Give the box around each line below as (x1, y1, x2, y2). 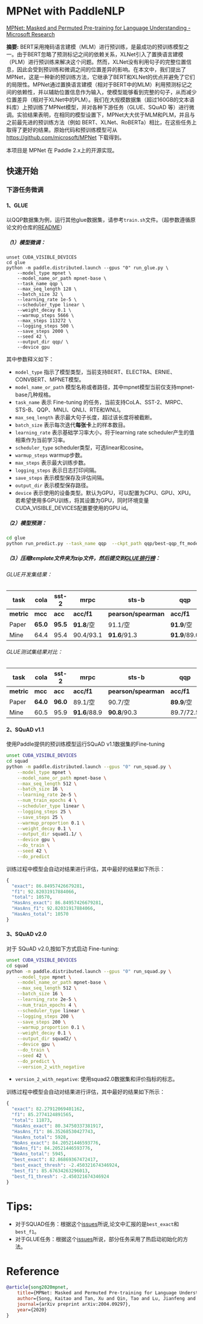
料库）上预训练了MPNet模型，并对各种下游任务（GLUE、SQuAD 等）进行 (6, 103, 189, 111)
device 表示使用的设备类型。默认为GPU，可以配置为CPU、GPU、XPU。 (14, 489, 195, 497)
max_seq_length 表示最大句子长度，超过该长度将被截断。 (14, 414, 155, 421)
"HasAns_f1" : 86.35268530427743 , (11, 1128, 96, 1134)
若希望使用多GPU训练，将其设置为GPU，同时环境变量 (14, 497, 149, 504)
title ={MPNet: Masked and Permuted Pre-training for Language (17, 1290, 177, 1296)
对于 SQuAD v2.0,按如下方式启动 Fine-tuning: (6, 945, 120, 952)
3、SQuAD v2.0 (6, 931, 47, 938)
